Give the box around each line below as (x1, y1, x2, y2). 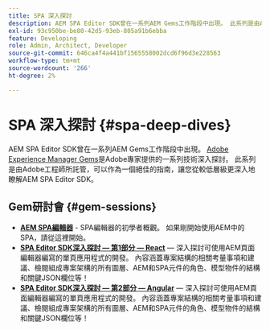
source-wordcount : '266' (8, 64, 92, 72)
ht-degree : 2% (8, 72, 56, 80)
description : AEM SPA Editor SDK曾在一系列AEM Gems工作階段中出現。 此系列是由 (8, 19, 260, 27)
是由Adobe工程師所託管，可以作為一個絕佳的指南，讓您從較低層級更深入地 (8, 164, 256, 174)
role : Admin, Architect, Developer (8, 42, 128, 50)
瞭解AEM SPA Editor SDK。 (8, 174, 99, 184)
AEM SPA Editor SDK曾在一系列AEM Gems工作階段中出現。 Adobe (8, 144, 229, 154)
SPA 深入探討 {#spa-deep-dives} (8, 116, 231, 134)
